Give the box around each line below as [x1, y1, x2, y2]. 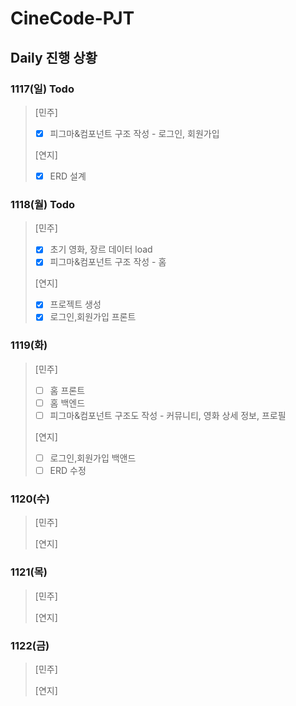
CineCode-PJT [10, 7, 135, 30]
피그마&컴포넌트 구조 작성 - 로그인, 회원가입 [49, 127, 220, 139]
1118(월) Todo [10, 197, 76, 211]
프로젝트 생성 [49, 298, 102, 311]
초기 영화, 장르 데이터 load [49, 243, 153, 256]
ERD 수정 [49, 465, 87, 477]
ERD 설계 [49, 170, 87, 182]
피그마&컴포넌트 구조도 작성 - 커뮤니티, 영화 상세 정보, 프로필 [49, 409, 287, 421]
